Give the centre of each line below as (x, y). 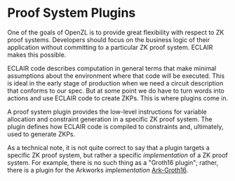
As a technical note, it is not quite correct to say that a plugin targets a (109, 147)
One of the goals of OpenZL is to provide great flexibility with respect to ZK (116, 32)
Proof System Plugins (72, 13)
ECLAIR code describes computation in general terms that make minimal (112, 68)
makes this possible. (37, 55)
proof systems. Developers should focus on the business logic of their (109, 39)
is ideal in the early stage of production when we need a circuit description (115, 83)
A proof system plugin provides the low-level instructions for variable (107, 112)
